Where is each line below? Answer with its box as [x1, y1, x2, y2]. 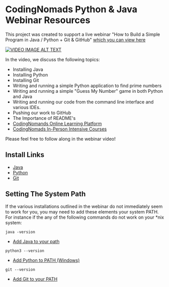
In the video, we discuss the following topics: [5, 56, 100, 62]
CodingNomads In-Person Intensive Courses [12, 126, 107, 132]
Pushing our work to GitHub [12, 110, 71, 116]
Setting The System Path [5, 190, 86, 198]
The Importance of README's [12, 115, 76, 121]
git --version [5, 267, 36, 272]
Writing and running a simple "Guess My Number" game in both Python [12, 88, 163, 94]
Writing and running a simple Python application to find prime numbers [12, 83, 162, 89]
